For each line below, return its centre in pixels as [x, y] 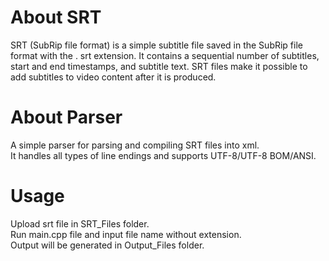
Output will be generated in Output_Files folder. [107, 245]
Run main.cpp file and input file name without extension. [126, 234]
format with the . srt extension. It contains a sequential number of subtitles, [165, 55]
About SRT [56, 17]
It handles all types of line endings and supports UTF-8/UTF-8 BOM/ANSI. [163, 155]
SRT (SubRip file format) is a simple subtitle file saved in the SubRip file [156, 45]
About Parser [66, 117]
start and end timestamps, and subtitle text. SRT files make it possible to [159, 66]
